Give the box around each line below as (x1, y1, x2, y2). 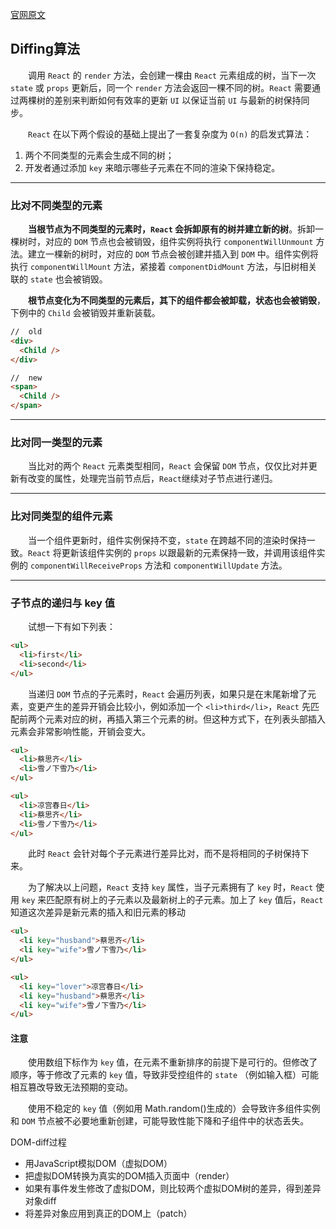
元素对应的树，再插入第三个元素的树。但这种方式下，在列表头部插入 (44, 713, 326, 725)
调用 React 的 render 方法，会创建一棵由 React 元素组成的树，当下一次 (28, 69, 317, 81)
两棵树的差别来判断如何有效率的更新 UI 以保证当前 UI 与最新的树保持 (18, 94, 302, 106)
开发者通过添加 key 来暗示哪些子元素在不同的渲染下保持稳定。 (24, 161, 281, 173)
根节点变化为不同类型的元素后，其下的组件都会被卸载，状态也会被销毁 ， (28, 294, 326, 307)
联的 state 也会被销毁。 (10, 273, 108, 285)
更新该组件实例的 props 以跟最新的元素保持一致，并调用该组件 (61, 546, 317, 558)
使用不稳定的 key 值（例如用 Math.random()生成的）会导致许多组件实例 (28, 1103, 321, 1115)
